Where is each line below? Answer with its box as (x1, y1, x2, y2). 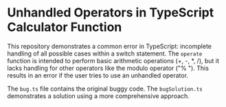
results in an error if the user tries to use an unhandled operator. (7, 71, 189, 80)
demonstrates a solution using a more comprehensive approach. (7, 91, 190, 100)
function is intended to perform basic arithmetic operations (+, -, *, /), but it (7, 56, 220, 64)
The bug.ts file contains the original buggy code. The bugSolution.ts (7, 84, 203, 93)
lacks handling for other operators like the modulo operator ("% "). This (7, 64, 210, 72)
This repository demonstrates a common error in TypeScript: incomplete (7, 42, 212, 50)
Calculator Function (7, 19, 122, 35)
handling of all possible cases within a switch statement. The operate (7, 49, 203, 58)
